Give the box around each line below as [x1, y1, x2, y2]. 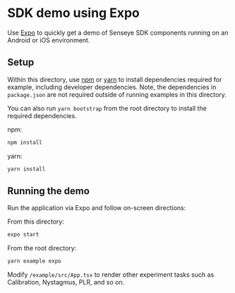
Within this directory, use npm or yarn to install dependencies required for [7, 75, 222, 84]
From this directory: [7, 217, 65, 226]
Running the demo [7, 185, 90, 197]
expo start [7, 231, 40, 239]
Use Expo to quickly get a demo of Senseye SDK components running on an [7, 28, 229, 37]
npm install [7, 139, 42, 146]
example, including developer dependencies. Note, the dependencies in [7, 83, 217, 91]
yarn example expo [7, 258, 61, 265]
